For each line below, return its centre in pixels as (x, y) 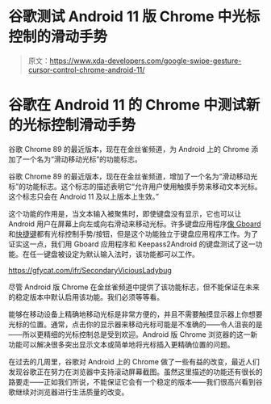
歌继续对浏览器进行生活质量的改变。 (69, 392)
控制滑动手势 (94, 125)
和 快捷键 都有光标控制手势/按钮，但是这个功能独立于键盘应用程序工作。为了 (133, 234)
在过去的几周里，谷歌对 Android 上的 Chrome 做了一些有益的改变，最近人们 (134, 361)
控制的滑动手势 (58, 37)
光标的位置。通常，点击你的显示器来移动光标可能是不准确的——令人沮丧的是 (135, 324)
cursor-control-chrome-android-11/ (86, 69)
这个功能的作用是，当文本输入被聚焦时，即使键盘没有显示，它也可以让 (125, 213)
